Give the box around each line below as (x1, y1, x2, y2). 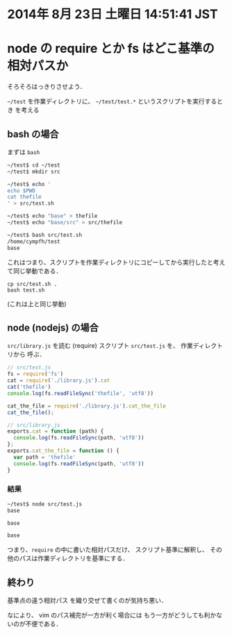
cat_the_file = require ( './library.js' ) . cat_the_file (7, 402, 167, 410)
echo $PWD (7, 187, 36, 194)
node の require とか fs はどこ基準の (7, 41, 215, 56)
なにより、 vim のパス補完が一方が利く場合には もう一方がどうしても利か (7, 611, 217, 619)
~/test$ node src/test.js (7, 501, 82, 508)
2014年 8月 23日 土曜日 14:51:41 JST (7, 6, 218, 22)
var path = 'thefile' (13, 453, 76, 460)
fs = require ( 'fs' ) (7, 371, 64, 378)
